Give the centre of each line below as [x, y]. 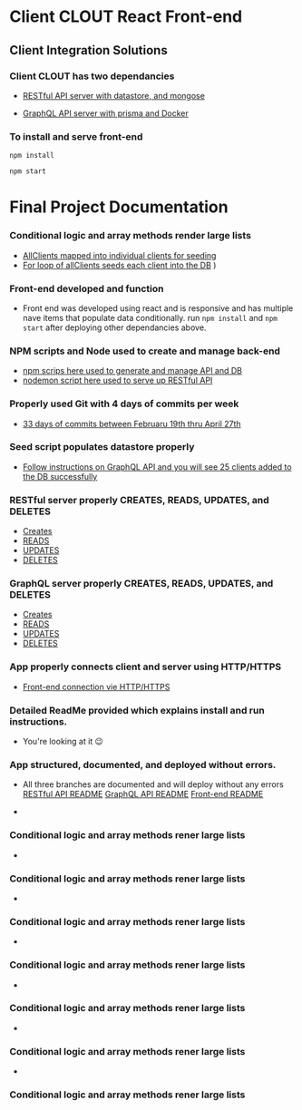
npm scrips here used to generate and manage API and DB [132, 371]
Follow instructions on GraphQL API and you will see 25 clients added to [157, 467]
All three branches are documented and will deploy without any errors [153, 784]
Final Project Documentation [119, 207]
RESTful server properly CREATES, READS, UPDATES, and [139, 500]
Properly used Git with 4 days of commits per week [124, 404]
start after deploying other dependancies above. [114, 327]
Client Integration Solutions [88, 50]
